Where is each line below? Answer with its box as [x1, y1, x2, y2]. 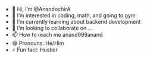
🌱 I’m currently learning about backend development [11, 18, 141, 25]
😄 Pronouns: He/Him [11, 40, 64, 47]
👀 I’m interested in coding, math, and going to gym [11, 12, 136, 19]
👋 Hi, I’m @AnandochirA [11, 6, 71, 12]
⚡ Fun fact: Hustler [11, 46, 58, 53]
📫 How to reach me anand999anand [11, 31, 103, 38]
